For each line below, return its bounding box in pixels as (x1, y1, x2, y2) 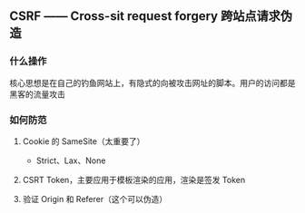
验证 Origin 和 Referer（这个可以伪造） (22, 193, 168, 204)
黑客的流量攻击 (9, 89, 65, 100)
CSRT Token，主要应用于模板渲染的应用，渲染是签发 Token (22, 174, 246, 185)
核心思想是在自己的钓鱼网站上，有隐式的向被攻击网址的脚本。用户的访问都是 (9, 77, 296, 88)
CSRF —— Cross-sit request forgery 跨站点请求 (9, 8, 281, 24)
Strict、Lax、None (35, 155, 106, 166)
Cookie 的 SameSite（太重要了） (22, 135, 145, 147)
